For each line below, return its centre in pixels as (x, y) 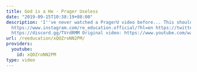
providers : (19, 44)
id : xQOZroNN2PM (37, 55)
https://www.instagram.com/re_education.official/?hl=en (82, 28)
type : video (21, 60)
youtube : (22, 49)
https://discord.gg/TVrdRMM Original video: (67, 33)
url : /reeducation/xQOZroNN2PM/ (45, 38)
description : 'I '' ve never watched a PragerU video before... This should (99, 22)
